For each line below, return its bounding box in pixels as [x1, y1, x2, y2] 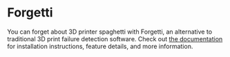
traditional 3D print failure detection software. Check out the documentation [7, 34, 223, 43]
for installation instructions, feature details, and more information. [7, 42, 193, 50]
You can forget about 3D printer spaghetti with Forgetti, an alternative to [7, 27, 213, 36]
